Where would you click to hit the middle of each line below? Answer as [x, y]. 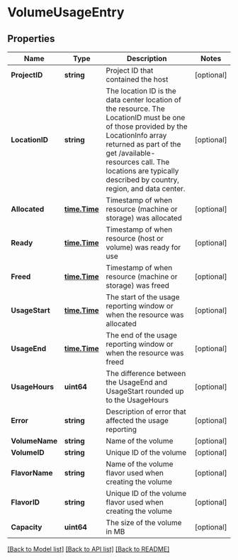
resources [123, 162]
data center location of [144, 100]
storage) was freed [138, 285]
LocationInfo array [136, 135]
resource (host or [135, 238]
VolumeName [34, 441]
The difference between [146, 373]
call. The [155, 162]
